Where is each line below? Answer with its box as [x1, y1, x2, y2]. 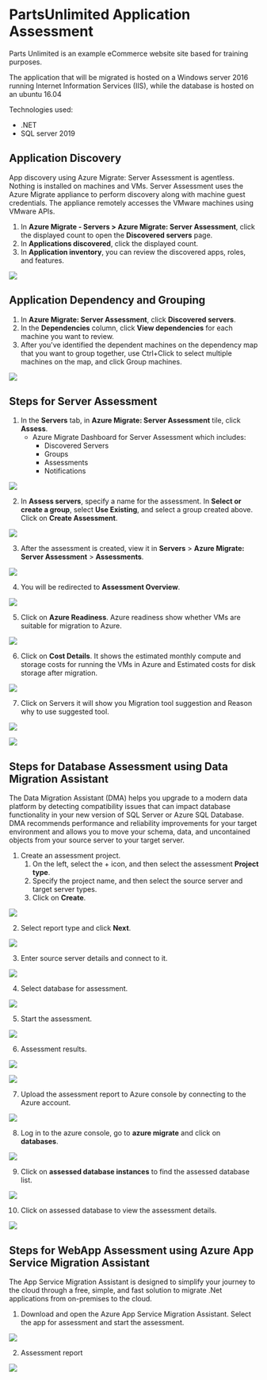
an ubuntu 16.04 [9, 89, 62, 98]
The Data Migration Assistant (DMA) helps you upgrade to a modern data [9, 793, 248, 803]
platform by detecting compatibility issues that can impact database [9, 802, 231, 811]
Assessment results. [20, 1044, 87, 1054]
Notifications [44, 466, 86, 476]
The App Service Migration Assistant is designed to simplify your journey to [9, 1277, 256, 1286]
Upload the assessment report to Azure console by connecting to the [20, 1089, 246, 1099]
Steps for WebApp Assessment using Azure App [9, 1243, 254, 1257]
